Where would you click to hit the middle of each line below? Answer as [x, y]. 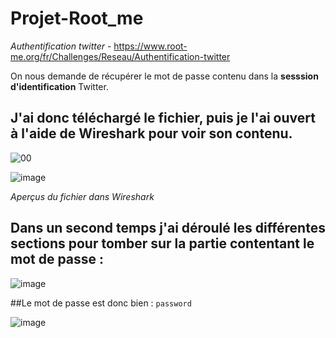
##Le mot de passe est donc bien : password [101, 303]
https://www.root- [150, 46]
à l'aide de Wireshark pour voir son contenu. [151, 133]
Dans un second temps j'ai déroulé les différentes [168, 228]
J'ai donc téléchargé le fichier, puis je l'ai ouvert [163, 118]
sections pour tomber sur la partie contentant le [162, 243]
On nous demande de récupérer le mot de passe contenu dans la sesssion [164, 76]
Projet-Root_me [77, 18]
